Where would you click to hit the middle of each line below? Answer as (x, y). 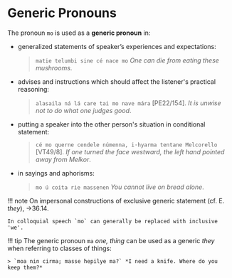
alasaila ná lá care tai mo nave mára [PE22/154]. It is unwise (128, 103)
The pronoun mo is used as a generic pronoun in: (79, 33)
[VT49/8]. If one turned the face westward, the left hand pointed (130, 151)
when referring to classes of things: (59, 248)
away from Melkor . (63, 159)
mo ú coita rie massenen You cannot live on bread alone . (120, 187)
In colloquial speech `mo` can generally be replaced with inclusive (113, 221)
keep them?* (25, 267)
